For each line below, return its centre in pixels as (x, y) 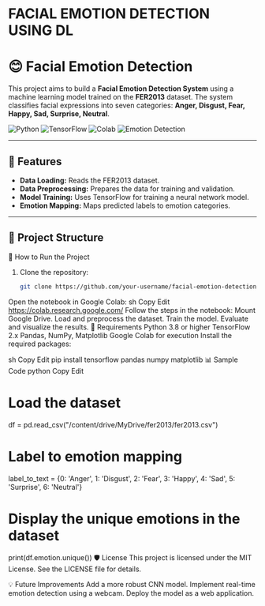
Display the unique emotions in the (124, 519)
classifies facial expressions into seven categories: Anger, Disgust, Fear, (127, 105)
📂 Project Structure (56, 238)
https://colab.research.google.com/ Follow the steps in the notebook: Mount (132, 310)
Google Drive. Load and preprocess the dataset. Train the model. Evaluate (128, 318)
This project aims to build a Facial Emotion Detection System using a (121, 88)
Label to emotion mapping (95, 456)
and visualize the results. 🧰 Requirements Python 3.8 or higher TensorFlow (129, 327)
